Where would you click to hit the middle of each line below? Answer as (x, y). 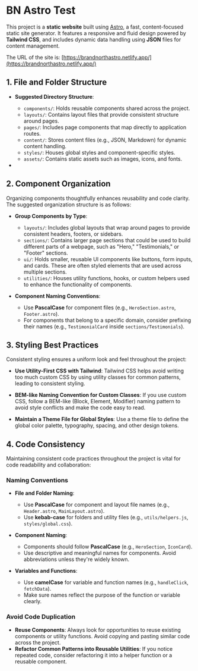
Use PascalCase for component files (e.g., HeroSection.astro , (100, 308)
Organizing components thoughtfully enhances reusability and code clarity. (98, 198)
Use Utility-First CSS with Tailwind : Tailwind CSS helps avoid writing (99, 371)
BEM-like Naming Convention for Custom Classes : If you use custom (100, 395)
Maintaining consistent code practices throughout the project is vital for (93, 459)
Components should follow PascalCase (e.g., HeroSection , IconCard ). (108, 547)
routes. (32, 133)
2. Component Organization (58, 184)
